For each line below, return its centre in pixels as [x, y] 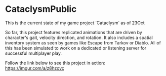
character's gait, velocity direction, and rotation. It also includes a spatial [79, 38]
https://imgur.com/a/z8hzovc [35, 68]
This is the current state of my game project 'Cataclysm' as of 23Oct [75, 23]
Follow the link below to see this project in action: [55, 63]
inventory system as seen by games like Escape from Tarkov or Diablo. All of [83, 42]
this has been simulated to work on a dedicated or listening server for [76, 48]
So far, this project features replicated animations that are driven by [74, 32]
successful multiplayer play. [33, 53]
